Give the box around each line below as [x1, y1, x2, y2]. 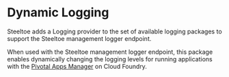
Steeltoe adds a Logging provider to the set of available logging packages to [7, 27, 222, 35]
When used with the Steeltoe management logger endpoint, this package [7, 48, 213, 56]
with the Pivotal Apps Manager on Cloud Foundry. [7, 62, 147, 70]
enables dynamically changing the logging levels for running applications [7, 55, 213, 63]
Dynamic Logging [7, 5, 109, 20]
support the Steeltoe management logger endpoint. [7, 34, 152, 42]
